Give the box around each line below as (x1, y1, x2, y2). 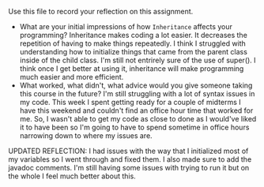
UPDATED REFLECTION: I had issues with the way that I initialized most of (8, 146, 249, 155)
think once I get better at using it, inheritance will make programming (19, 64, 244, 73)
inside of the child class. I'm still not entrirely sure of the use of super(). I (19, 55, 256, 65)
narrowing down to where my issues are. (19, 131, 153, 140)
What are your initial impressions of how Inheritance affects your (19, 22, 233, 31)
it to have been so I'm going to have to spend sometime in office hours (19, 122, 250, 132)
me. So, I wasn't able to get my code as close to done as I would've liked (19, 114, 257, 123)
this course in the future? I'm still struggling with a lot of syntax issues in (19, 89, 255, 98)
